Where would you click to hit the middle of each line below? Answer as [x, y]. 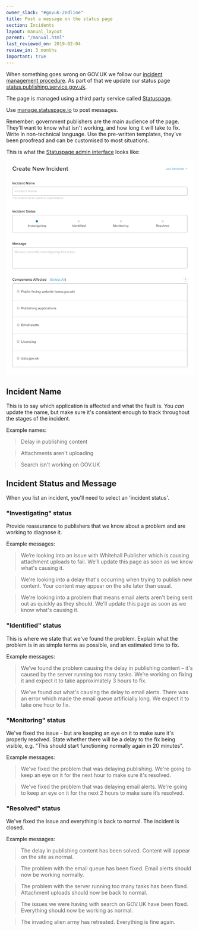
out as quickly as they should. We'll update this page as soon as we [103, 604]
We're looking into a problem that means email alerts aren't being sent [107, 597]
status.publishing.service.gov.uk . [47, 87]
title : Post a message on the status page [59, 19]
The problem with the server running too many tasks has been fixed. [104, 886]
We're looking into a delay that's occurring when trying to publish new [107, 579]
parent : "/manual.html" [36, 38]
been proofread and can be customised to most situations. [78, 140]
